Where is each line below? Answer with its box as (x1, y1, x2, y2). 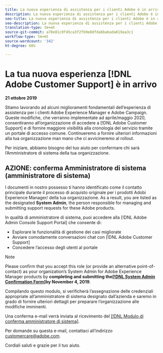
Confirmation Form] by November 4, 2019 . (5, 279, 91, 285)
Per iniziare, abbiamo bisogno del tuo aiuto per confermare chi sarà (5, 144, 140, 151)
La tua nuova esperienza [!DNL (5, 69, 132, 79)
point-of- (137, 264, 155, 269)
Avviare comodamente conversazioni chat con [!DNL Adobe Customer (12, 234, 153, 240)
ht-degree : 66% (5, 43, 36, 48)
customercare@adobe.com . (5, 333, 61, 339)
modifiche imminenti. (5, 304, 47, 310)
